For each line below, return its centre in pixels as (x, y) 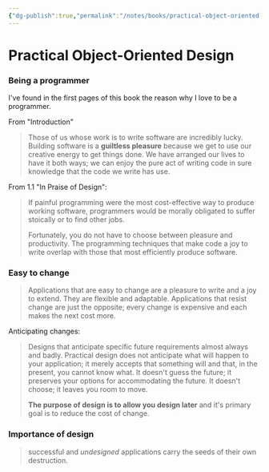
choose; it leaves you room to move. (88, 389)
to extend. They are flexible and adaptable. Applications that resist (137, 299)
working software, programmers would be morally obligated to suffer (142, 211)
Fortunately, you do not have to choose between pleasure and (130, 235)
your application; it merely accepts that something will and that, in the (143, 364)
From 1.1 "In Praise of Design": (58, 187)
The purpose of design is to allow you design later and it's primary (139, 405)
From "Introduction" (41, 122)
